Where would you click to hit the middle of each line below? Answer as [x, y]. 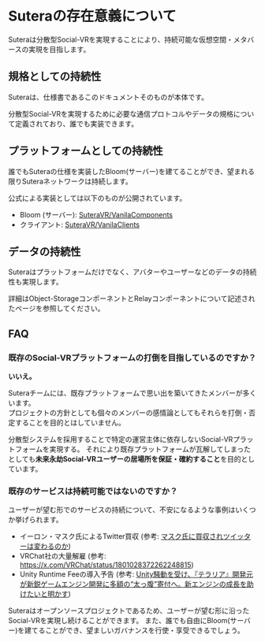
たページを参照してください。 [56, 309]
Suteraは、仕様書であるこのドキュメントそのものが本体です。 [108, 97]
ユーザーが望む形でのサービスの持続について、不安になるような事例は [122, 510]
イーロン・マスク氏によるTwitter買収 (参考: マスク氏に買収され [121, 536]
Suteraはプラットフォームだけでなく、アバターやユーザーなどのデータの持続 [132, 272]
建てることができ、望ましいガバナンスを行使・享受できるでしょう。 [134, 630]
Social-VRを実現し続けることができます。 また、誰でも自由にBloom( [119, 621]
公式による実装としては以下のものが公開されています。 [97, 198]
